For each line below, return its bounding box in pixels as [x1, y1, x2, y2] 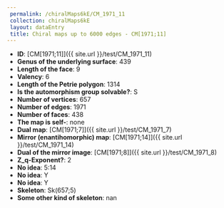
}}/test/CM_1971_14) [16, 140, 74, 150]
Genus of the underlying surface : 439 [16, 58, 131, 66]
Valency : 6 [16, 73, 50, 81]
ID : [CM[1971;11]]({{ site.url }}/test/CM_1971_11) [16, 50, 153, 58]
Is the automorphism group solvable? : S [16, 88, 138, 96]
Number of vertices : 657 [16, 95, 91, 104]
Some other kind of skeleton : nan [16, 194, 117, 202]
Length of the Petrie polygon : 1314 [16, 80, 121, 89]
